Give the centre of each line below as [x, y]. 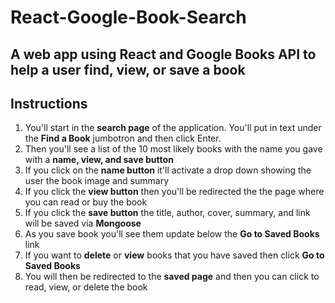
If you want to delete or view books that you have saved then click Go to [174, 255]
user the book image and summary [97, 181]
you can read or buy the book [86, 202]
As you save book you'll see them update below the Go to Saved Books [172, 234]
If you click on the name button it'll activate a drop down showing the [168, 170]
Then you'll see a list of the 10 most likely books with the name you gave [173, 149]
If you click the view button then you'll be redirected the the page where [174, 192]
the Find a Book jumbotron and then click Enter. [123, 138]
